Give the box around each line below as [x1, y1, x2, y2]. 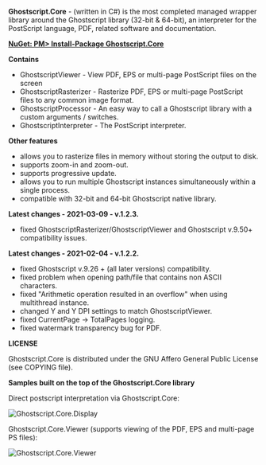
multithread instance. [19, 298, 90, 307]
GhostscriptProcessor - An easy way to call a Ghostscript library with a [19, 104, 253, 113]
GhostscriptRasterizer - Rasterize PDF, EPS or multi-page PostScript [19, 87, 244, 96]
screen [19, 79, 43, 88]
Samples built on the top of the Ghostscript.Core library [8, 378, 195, 387]
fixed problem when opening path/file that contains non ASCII [19, 272, 222, 282]
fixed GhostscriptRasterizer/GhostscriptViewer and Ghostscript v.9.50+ [19, 225, 253, 234]
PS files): [8, 433, 38, 442]
